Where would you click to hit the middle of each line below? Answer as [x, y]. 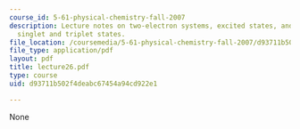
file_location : [37, 42]
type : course [33, 76]
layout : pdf [31, 59]
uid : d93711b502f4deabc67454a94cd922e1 [83, 84]
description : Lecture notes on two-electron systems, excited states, [143, 26]
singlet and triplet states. [71, 34]
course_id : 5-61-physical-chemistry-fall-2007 [97, 17]
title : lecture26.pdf [50, 68]
